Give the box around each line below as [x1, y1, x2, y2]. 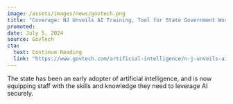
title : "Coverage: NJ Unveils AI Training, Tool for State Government [7, 17, 216, 24]
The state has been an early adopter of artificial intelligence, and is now [7, 74, 212, 83]
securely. [7, 89, 33, 97]
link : [13, 55, 30, 62]
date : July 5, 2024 [7, 29, 64, 37]
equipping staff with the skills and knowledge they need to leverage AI [7, 81, 208, 90]
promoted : [7, 23, 36, 30]
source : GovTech [7, 36, 54, 43]
